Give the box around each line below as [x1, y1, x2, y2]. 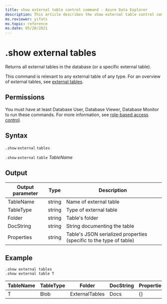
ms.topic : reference [5, 21, 48, 26]
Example [5, 254, 33, 262]
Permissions [5, 93, 45, 102]
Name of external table [66, 198, 120, 205]
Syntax [5, 132, 28, 140]
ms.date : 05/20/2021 [5, 26, 48, 31]
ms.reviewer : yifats [5, 16, 48, 21]
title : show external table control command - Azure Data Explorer [5, 7, 148, 12]
